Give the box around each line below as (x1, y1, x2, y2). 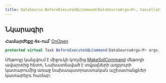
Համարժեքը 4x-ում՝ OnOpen (5, 38, 68, 44)
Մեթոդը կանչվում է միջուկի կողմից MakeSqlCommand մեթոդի (5, 57, 144, 63)
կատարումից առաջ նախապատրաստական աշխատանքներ (5, 67, 147, 73)
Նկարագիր (5, 26, 43, 34)
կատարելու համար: (5, 72, 51, 79)
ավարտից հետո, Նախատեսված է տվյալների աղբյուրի (5, 62, 132, 68)
